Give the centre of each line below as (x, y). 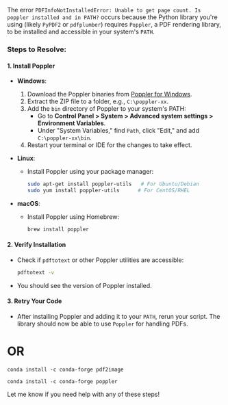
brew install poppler (58, 229)
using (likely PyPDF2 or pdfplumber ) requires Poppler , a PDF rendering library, (114, 24)
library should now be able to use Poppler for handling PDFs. (102, 324)
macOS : (28, 203)
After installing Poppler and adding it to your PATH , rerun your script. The (118, 317)
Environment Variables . (72, 123)
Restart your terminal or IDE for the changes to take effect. (110, 145)
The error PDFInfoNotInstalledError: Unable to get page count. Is (104, 10)
